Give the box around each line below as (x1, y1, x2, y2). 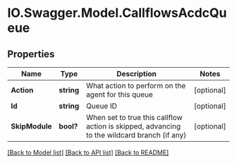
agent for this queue (85, 90, 153, 99)
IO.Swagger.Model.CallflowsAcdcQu (7, 5, 227, 21)
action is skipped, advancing (85, 121, 181, 131)
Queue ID (85, 101, 118, 111)
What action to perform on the (85, 81, 186, 90)
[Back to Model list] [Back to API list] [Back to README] (7, 148, 169, 157)
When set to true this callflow (85, 113, 183, 122)
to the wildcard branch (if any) (85, 131, 187, 140)
